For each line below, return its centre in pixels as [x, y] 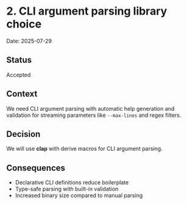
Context [22, 94]
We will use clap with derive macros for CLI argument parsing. [84, 149]
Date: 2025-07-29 [29, 41]
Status [19, 60]
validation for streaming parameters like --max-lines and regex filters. [94, 115]
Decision [23, 134]
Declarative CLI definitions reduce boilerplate [72, 182]
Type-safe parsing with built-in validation [67, 189]
